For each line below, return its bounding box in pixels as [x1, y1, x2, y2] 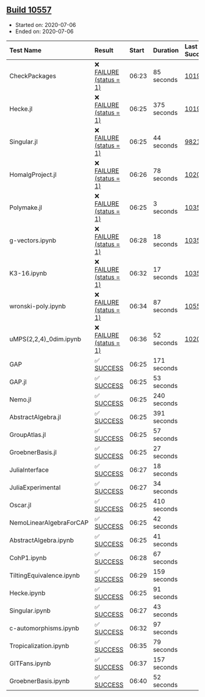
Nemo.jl [9, 395, 32, 403]
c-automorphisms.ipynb [9, 624, 79, 632]
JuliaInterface [9, 465, 49, 474]
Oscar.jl [9, 501, 32, 509]
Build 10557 [6, 5, 52, 15]
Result [94, 46, 114, 54]
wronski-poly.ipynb [9, 302, 66, 310]
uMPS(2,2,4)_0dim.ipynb [9, 335, 81, 343]
